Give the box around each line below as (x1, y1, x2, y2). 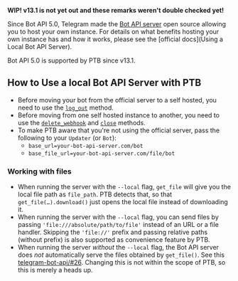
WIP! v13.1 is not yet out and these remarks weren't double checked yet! (7, 6, 225, 14)
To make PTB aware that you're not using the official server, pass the (17, 126, 220, 134)
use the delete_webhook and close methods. (17, 118, 146, 127)
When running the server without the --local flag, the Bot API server (17, 243, 219, 252)
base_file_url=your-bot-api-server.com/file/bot (28, 149, 175, 157)
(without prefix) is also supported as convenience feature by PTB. (17, 235, 211, 244)
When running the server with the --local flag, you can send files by (17, 213, 219, 221)
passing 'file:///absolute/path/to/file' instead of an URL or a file (17, 221, 219, 229)
